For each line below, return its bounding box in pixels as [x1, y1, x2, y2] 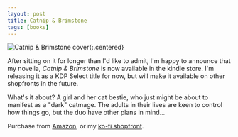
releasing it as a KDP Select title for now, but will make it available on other [7, 72, 225, 80]
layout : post [7, 10, 46, 18]
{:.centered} [88, 43, 124, 52]
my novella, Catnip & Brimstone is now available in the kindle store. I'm [7, 65, 215, 73]
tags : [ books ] [7, 23, 50, 31]
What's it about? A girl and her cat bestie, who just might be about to [7, 93, 208, 102]
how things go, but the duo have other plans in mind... [7, 108, 166, 117]
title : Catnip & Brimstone [7, 17, 87, 24]
